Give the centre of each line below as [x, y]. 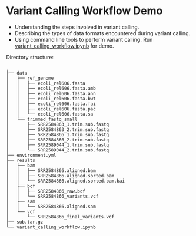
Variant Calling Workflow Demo [84, 11]
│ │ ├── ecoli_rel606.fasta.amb [51, 88]
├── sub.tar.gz [25, 222]
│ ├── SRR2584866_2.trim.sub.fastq [58, 140]
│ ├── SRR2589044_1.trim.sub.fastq [58, 145]
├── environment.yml [31, 155]
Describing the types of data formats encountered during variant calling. [102, 33]
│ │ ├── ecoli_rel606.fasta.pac [51, 109]
